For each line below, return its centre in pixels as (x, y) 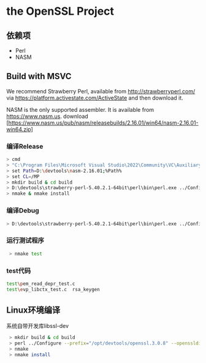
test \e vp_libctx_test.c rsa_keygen (53, 289)
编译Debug (23, 211)
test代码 (19, 270)
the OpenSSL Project (60, 11)
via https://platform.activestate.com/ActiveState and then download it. (95, 98)
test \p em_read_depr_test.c (41, 284)
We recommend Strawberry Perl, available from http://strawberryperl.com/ (101, 91)
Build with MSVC (39, 76)
